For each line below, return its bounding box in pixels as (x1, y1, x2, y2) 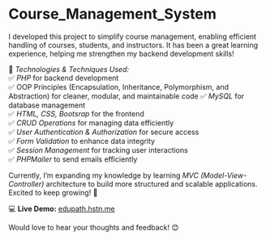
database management (8, 100, 86, 110)
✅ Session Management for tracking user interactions (8, 145, 188, 154)
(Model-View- (199, 171, 247, 180)
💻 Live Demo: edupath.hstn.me (8, 204, 115, 213)
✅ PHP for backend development (8, 73, 119, 82)
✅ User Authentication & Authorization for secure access (8, 127, 199, 137)
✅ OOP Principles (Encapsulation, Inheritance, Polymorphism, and (8, 82, 230, 91)
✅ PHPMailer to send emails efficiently (8, 154, 138, 164)
